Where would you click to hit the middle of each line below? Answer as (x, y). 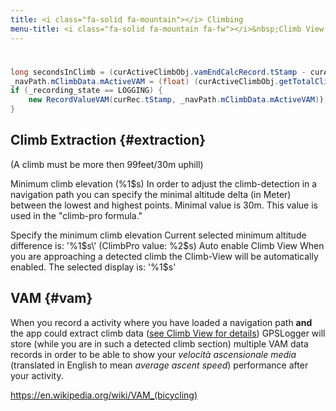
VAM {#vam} (51, 298)
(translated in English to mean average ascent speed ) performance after (159, 365)
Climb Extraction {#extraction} (108, 140)
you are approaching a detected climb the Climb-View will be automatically (164, 256)
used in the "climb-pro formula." (76, 215)
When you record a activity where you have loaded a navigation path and (161, 322)
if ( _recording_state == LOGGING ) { (86, 91)
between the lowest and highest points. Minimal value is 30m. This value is (164, 205)
